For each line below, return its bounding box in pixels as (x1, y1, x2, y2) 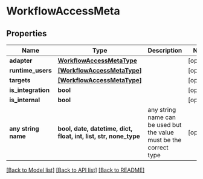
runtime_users (9, 67, 53, 74)
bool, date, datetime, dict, (57, 125, 133, 132)
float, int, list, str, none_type (57, 132, 140, 140)
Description (147, 47, 182, 54)
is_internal (9, 96, 40, 104)
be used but (147, 121, 182, 129)
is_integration (9, 86, 50, 94)
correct (147, 143, 169, 152)
